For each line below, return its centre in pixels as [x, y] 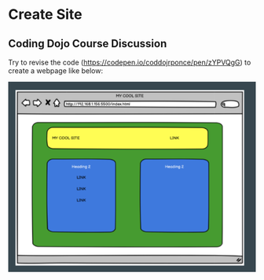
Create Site [45, 15]
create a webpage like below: [56, 71]
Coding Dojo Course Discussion [88, 44]
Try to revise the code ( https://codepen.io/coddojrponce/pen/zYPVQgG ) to [130, 62]
